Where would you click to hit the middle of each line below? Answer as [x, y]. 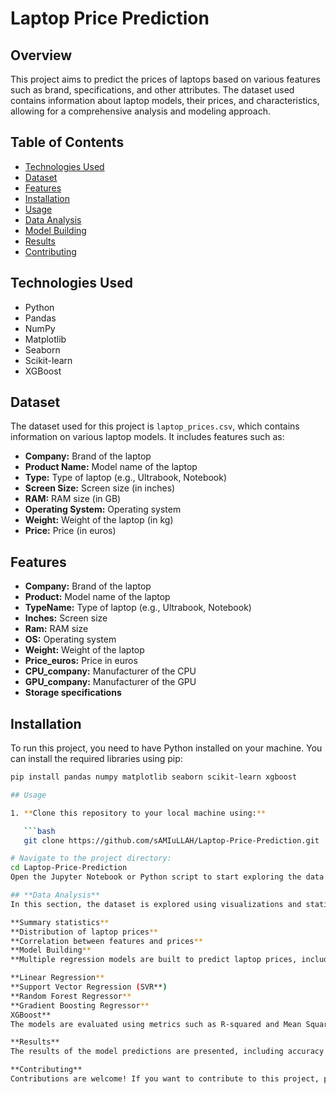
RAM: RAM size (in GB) [73, 499]
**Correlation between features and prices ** [106, 941]
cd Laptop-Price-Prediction [69, 868]
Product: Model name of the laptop [97, 597]
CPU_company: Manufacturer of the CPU [110, 671]
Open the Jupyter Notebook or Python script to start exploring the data [167, 877]
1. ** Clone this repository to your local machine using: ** [138, 813]
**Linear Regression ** [57, 978]
